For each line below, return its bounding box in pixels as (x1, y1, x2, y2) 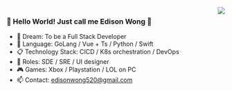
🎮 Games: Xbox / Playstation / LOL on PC (16, 65, 136, 74)
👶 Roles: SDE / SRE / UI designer (16, 58, 109, 66)
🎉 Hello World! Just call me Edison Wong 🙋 (6, 17, 152, 26)
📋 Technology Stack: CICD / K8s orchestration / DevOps (16, 48, 179, 56)
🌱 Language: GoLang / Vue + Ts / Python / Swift (16, 40, 154, 48)
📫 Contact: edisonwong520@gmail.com (16, 76, 133, 84)
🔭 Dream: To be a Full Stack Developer (16, 33, 127, 41)
